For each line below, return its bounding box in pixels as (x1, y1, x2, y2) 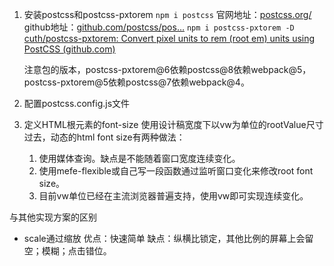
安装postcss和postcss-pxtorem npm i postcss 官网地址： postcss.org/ (23, 9, 312, 20)
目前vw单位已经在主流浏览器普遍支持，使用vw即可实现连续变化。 (38, 190, 309, 202)
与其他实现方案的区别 (9, 211, 97, 223)
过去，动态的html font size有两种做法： (23, 131, 186, 143)
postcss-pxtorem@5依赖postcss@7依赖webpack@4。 (23, 76, 250, 88)
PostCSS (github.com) (23, 43, 116, 55)
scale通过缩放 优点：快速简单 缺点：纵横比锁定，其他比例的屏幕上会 (23, 233, 306, 244)
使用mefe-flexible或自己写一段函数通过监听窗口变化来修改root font (38, 165, 314, 177)
